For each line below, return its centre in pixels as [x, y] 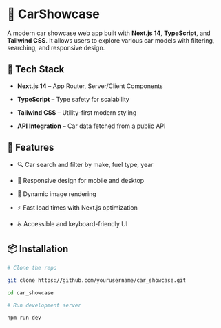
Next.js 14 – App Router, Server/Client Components [90, 86]
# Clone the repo [32, 268]
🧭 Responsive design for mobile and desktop [81, 180]
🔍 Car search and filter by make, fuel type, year [85, 164]
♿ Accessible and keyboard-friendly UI [72, 223]
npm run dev [24, 318]
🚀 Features [31, 147]
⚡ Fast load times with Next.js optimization [77, 207]
